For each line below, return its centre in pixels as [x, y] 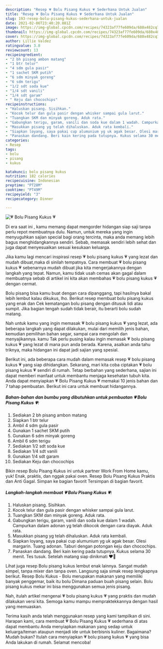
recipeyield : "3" [23, 194]
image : [12, 28]
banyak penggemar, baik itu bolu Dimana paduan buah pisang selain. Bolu [79, 582]
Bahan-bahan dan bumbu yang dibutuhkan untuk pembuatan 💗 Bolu [76, 397]
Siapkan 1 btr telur [30, 420]
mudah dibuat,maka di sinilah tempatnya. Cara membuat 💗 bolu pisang [76, 262]
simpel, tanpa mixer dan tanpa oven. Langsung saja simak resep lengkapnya [81, 571]
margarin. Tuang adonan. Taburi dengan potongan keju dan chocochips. [84, 546]
